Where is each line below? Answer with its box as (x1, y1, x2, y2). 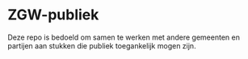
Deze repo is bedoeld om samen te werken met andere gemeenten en (7, 32, 240, 42)
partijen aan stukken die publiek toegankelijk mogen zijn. (7, 40, 196, 50)
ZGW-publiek (7, 6, 99, 24)
